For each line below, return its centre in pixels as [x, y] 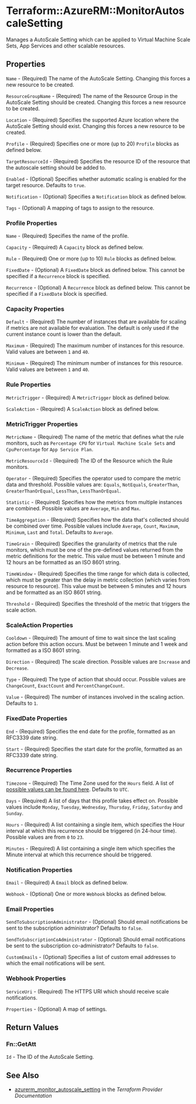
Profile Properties [32, 223]
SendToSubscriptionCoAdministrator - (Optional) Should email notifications [96, 940]
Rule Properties [29, 384]
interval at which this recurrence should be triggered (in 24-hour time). [91, 830]
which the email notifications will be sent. [56, 963]
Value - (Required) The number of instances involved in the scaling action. [95, 697]
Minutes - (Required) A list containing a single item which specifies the [91, 848]
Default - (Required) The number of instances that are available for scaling [96, 322]
